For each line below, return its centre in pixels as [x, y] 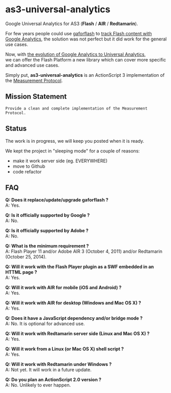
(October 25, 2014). [26, 257]
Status [16, 129]
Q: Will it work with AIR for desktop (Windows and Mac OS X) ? [73, 303]
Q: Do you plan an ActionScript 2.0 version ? [53, 380]
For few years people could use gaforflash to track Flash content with [79, 33]
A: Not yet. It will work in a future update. [48, 370]
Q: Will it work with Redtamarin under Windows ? [58, 364]
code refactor [27, 171]
